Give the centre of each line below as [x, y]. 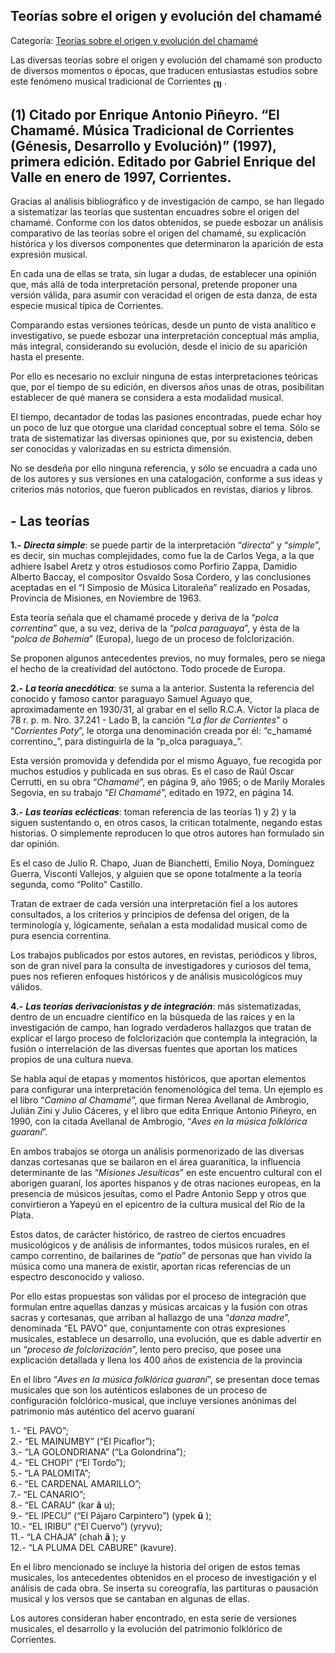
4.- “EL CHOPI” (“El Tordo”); [68, 1463]
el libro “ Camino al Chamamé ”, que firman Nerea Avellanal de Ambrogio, [160, 1100]
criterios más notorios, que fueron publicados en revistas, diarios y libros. [162, 490]
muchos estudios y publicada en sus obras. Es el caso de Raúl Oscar [152, 771]
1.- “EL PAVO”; [39, 1431]
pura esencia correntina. [61, 936]
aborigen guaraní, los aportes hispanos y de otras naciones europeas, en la [166, 1183]
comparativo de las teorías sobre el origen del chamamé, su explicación [158, 233]
